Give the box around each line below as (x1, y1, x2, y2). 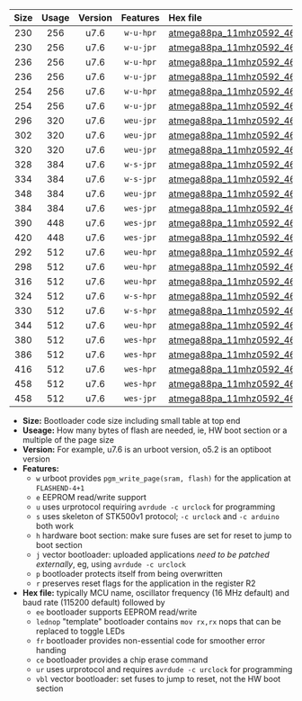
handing (35, 645, 67, 655)
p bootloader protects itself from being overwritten (35, 569, 223, 579)
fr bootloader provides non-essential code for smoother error (35, 635, 265, 646)
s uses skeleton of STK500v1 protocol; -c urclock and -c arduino (35, 511, 280, 521)
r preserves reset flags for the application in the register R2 (35, 578, 256, 589)
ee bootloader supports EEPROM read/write (35, 607, 198, 617)
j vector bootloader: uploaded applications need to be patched (35, 549, 270, 560)
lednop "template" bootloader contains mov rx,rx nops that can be (35, 616, 281, 626)
